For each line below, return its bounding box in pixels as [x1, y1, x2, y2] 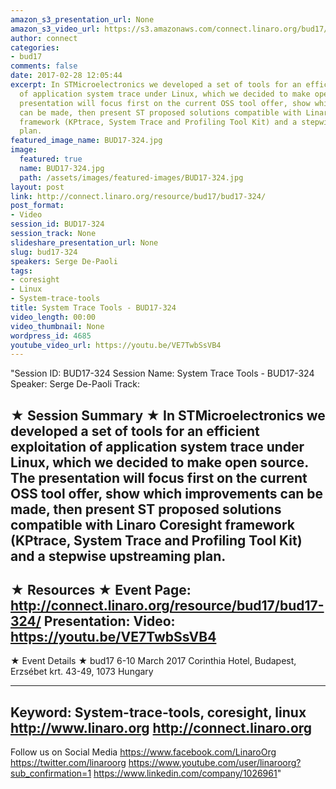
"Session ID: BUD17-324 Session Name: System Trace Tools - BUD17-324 [10, 367, 315, 380]
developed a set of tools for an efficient [10, 422, 260, 440]
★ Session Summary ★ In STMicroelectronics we [10, 407, 326, 424]
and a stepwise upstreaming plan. [10, 547, 227, 565]
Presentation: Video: [43, 613, 176, 630]
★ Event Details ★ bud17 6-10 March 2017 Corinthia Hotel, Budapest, [10, 655, 297, 667]
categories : [10, 42, 60, 53]
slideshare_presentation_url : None [10, 237, 159, 248]
